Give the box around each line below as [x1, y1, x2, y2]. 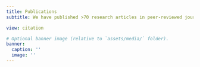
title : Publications [6, 8, 58, 15]
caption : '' [11, 47, 42, 53]
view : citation [6, 25, 44, 31]
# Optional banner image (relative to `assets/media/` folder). [6, 36, 169, 42]
